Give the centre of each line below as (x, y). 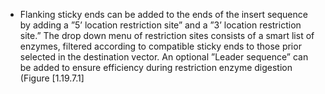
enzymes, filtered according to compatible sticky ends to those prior (160, 46)
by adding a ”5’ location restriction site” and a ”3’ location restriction (160, 25)
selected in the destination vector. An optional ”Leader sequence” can (164, 57)
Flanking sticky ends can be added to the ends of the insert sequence (163, 14)
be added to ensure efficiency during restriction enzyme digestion (156, 67)
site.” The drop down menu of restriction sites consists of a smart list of (167, 35)
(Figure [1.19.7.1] (52, 78)
